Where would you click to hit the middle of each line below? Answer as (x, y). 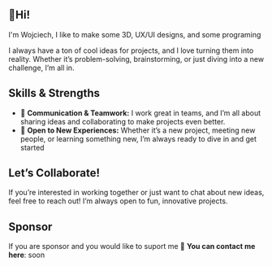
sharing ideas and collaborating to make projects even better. (123, 121)
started (32, 147)
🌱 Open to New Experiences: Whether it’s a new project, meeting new (138, 130)
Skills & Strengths (54, 93)
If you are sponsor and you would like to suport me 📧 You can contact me (132, 246)
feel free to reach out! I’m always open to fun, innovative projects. (118, 201)
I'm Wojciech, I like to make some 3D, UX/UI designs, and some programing (135, 34)
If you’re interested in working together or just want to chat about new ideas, (136, 193)
